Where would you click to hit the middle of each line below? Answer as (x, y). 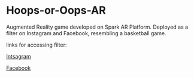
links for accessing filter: (37, 45)
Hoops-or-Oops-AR (56, 10)
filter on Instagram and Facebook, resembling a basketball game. (86, 33)
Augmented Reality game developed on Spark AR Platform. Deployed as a (97, 27)
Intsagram (19, 56)
